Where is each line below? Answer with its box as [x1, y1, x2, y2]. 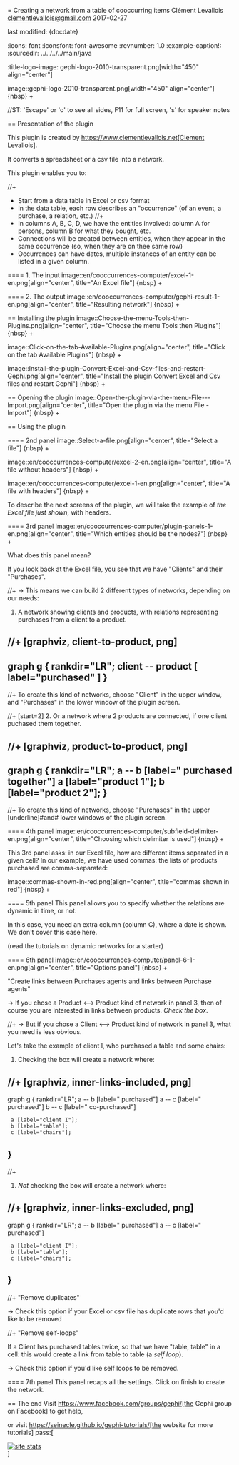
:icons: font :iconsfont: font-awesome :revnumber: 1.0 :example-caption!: [7, 41, 222, 49]
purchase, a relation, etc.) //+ [17, 212, 104, 220]
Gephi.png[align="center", [7, 372, 85, 380]
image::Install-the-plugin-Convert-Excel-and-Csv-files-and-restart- [7, 364, 207, 372]
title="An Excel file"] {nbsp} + [76, 279, 163, 287]
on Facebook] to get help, [7, 1406, 83, 1415]
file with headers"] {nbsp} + [7, 487, 89, 495]
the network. [7, 1385, 45, 1394]
